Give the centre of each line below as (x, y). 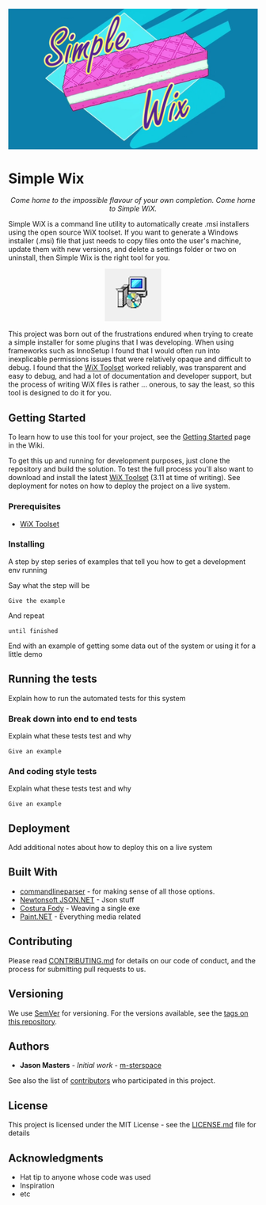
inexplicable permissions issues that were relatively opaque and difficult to (130, 359)
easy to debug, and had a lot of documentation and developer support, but (130, 376)
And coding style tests (53, 771)
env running (28, 570)
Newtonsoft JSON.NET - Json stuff (77, 899)
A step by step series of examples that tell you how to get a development (127, 561)
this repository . (33, 1021)
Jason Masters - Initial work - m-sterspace (91, 1066)
